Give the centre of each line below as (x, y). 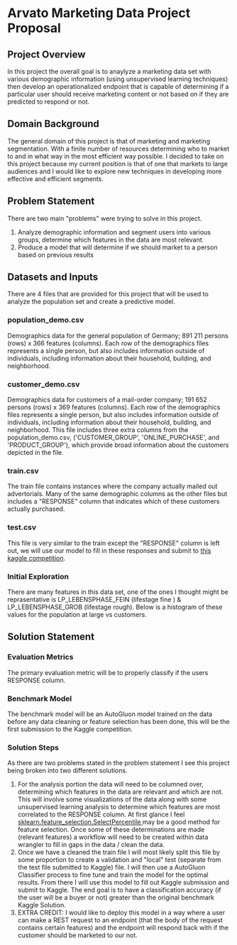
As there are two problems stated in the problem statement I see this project (118, 763)
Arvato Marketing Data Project (99, 13)
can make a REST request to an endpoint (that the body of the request (120, 920)
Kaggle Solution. (42, 905)
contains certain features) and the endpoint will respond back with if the (123, 928)
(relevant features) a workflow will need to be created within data (113, 837)
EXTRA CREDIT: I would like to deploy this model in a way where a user (121, 913)
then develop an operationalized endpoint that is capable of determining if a (118, 86)
